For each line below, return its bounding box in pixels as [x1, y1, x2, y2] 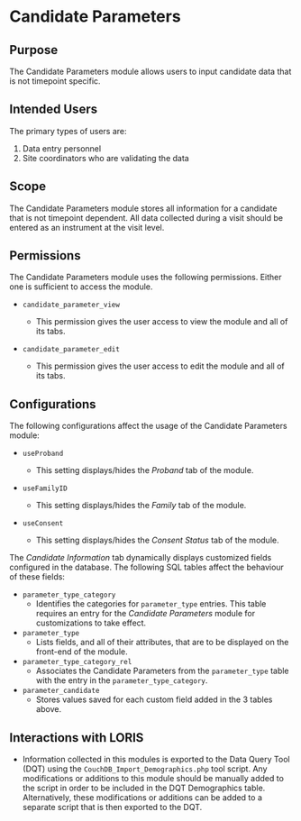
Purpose [9, 42, 59, 58]
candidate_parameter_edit [22, 345, 120, 354]
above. [35, 704, 61, 715]
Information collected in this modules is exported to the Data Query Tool [22, 754, 290, 765]
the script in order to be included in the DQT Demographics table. [22, 782, 266, 794]
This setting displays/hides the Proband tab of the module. [35, 465, 254, 476]
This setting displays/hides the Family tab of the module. [35, 500, 247, 511]
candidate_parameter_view [22, 300, 120, 310]
